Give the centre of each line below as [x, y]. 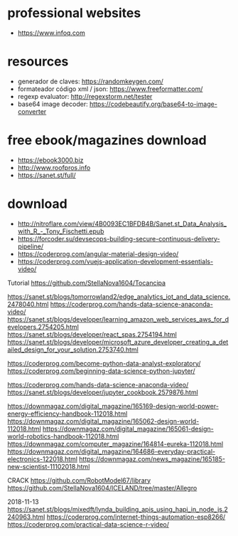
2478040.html [28, 304]
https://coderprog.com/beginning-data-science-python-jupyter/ [101, 371]
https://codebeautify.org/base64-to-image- [153, 104]
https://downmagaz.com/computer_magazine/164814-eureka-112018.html [115, 443]
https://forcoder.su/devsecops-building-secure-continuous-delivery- [119, 238]
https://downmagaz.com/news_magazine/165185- [152, 459]
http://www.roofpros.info [54, 167]
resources [38, 62]
